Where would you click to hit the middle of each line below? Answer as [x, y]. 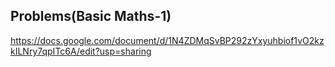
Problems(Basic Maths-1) [91, 16]
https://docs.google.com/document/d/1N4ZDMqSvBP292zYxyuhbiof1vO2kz [167, 40]
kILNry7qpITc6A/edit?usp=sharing [81, 51]
